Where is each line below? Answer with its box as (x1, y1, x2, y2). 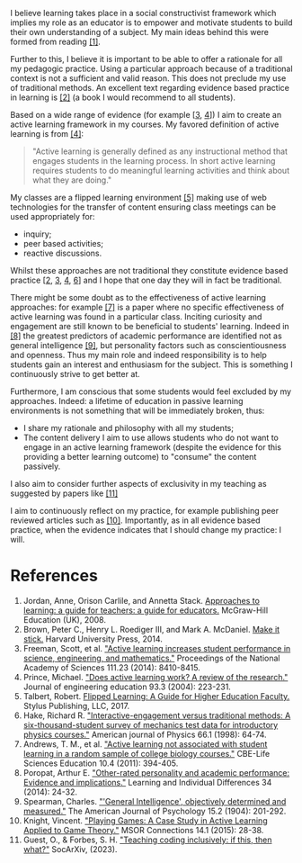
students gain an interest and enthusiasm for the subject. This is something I (10, 359, 293, 370)
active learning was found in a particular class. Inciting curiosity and (10, 311, 262, 322)
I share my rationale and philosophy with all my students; (22, 423, 235, 433)
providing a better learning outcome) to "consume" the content (22, 452, 257, 462)
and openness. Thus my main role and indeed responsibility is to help (10, 350, 268, 360)
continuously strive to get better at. (10, 369, 140, 379)
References (10, 566, 98, 586)
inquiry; (22, 229, 52, 239)
